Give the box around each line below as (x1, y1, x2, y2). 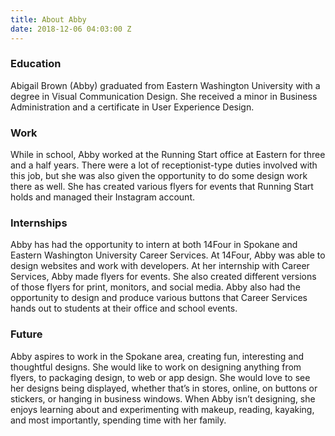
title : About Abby (10, 14, 87, 25)
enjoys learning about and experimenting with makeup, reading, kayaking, (10, 403, 315, 415)
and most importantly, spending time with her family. (10, 414, 227, 426)
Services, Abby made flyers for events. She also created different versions (10, 271, 317, 283)
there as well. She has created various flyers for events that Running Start (10, 181, 314, 193)
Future (10, 327, 43, 341)
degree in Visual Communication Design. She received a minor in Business (10, 90, 318, 102)
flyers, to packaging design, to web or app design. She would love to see (10, 371, 311, 383)
